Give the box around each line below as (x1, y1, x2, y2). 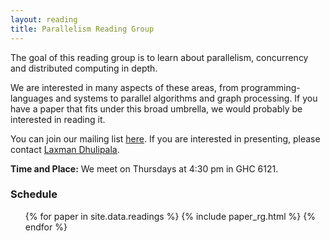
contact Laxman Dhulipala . (10, 143, 120, 155)
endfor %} (24, 221, 68, 233)
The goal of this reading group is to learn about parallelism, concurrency (10, 51, 309, 63)
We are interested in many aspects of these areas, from (10, 81, 239, 93)
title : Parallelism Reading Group (10, 24, 155, 34)
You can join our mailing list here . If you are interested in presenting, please (10, 132, 321, 145)
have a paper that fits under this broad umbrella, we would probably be (10, 102, 303, 115)
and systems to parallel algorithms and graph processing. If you (55, 92, 318, 104)
